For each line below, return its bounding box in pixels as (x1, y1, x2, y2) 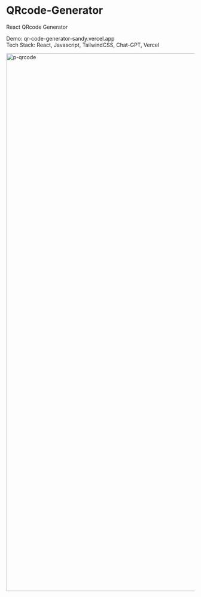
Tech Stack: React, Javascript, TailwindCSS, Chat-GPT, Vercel (6, 41, 160, 48)
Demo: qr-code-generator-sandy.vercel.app (6, 35, 115, 42)
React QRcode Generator (6, 23, 68, 30)
